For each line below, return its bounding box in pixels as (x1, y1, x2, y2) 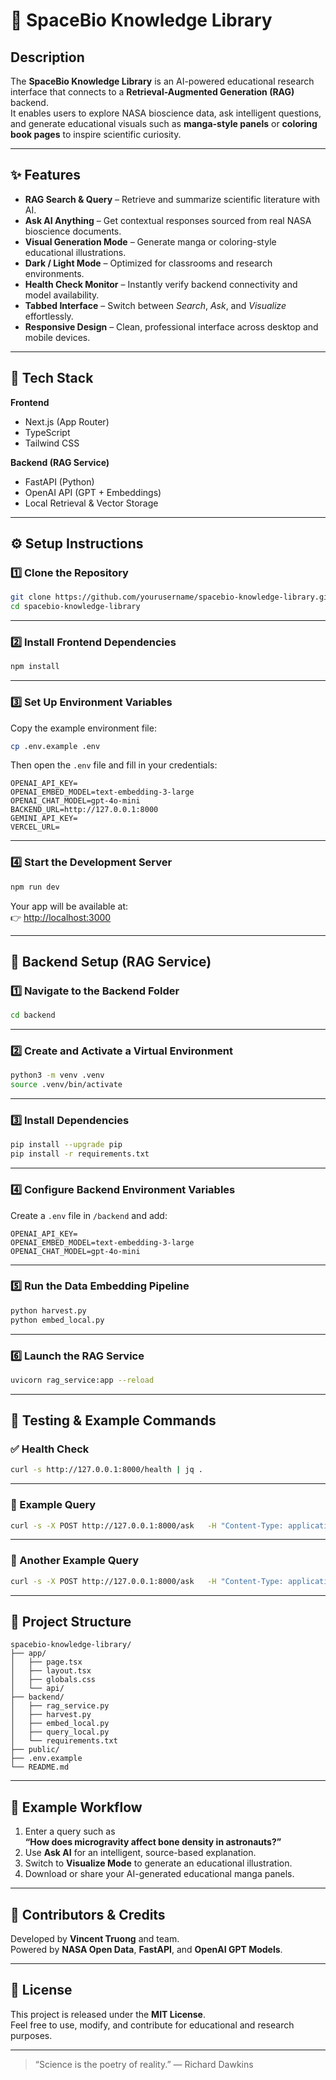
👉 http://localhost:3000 (10, 911, 112, 923)
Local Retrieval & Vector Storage (24, 497, 159, 509)
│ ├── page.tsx (10, 1657, 83, 1668)
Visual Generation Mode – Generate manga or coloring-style (24, 235, 277, 248)
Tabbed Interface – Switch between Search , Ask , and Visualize (24, 299, 287, 311)
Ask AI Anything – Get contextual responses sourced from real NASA (24, 214, 312, 226)
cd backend (10, 1010, 56, 1021)
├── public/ (10, 1745, 60, 1755)
